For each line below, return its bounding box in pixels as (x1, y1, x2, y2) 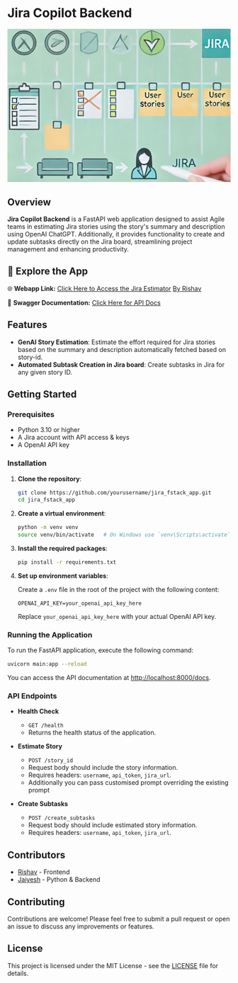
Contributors (7, 848, 66, 861)
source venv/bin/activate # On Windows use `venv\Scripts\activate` (17, 531, 231, 539)
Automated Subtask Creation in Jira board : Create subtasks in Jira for (17, 360, 225, 369)
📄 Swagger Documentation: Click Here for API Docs (7, 298, 161, 307)
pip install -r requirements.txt (17, 559, 117, 566)
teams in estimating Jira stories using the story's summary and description (7, 222, 225, 231)
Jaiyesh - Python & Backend (17, 875, 101, 884)
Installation (7, 458, 47, 468)
